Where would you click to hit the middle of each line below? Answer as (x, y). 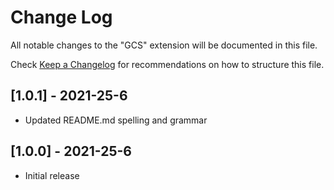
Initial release (52, 175)
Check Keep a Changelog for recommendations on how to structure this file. (167, 64)
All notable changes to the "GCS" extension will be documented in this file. (164, 45)
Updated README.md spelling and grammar (116, 120)
